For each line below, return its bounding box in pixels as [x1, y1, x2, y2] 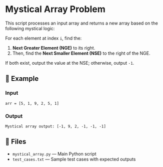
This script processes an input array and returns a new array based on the [5, 20, 158, 26]
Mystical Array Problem [5, 4, 106, 15]
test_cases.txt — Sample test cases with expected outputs [12, 156, 136, 162]
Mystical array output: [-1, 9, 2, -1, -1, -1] [5, 124, 106, 129]
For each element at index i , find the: [5, 35, 82, 41]
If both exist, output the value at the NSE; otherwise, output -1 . [5, 60, 134, 66]
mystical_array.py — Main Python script [12, 150, 96, 156]
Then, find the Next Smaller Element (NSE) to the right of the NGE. [12, 50, 150, 56]
